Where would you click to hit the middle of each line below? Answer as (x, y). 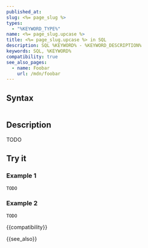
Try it (16, 158)
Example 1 (21, 176)
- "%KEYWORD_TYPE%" (36, 29)
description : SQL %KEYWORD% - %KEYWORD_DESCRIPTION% (74, 46)
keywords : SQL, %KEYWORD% (39, 51)
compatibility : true (32, 57)
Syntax (20, 98)
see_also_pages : (27, 62)
